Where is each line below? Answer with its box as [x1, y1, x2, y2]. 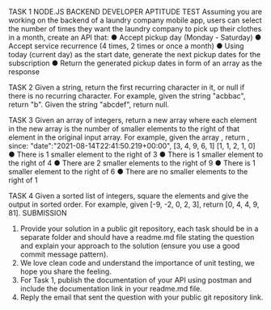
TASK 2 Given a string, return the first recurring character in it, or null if [8, 82, 245, 92]
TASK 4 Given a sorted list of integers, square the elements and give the [8, 191, 249, 200]
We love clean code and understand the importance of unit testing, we [19, 258, 255, 267]
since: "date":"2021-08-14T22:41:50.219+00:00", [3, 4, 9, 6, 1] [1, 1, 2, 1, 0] [8, 141, 256, 150]
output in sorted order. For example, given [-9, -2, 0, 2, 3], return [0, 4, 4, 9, [8, 199, 260, 209]
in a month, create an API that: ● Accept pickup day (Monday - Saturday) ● [8, 32, 262, 42]
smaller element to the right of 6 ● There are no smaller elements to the [8, 167, 248, 176]
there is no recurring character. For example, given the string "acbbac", [8, 91, 246, 100]
